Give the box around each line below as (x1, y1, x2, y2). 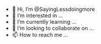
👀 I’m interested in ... (11, 12, 64, 19)
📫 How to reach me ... (11, 32, 68, 38)
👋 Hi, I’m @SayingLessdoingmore (11, 6, 96, 12)
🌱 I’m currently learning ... (11, 18, 77, 25)
